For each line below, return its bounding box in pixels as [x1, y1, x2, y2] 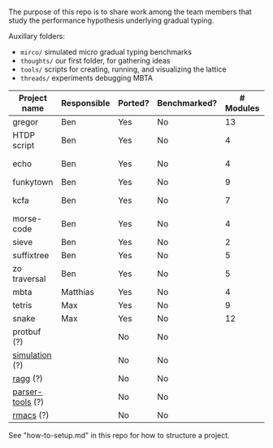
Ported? [117, 98, 149, 108]
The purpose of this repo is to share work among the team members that [8, 7, 252, 16]
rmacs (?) [12, 410, 50, 420]
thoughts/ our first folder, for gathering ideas [19, 56, 171, 65]
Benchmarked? [157, 98, 218, 108]
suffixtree [12, 250, 50, 261]
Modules [224, 103, 260, 113]
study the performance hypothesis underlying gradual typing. [8, 15, 214, 25]
